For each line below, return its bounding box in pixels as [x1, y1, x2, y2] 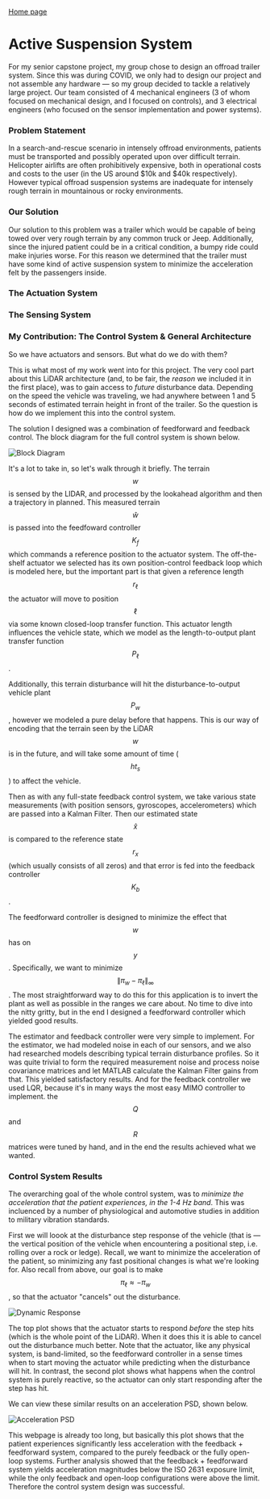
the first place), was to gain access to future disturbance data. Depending [8, 382, 254, 392]
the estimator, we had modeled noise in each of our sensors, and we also [8, 1040, 251, 1050]
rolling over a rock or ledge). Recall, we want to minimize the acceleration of [8, 1248, 261, 1258]
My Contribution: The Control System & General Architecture [8, 331, 251, 342]
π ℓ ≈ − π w [120, 1278, 151, 1289]
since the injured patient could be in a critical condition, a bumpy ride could [8, 241, 259, 251]
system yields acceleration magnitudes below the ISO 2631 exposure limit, [8, 1465, 255, 1475]
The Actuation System [8, 288, 98, 299]
